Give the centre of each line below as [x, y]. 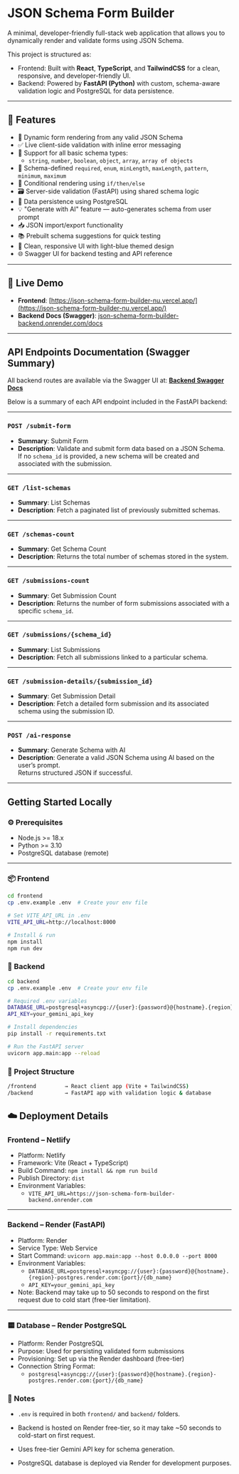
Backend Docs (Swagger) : [57, 315]
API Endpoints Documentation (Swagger [99, 352]
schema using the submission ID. [66, 711]
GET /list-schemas [39, 488]
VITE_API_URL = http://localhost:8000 [62, 922]
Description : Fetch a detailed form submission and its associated [113, 703]
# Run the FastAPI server [46, 1047]
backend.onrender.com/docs [60, 323]
